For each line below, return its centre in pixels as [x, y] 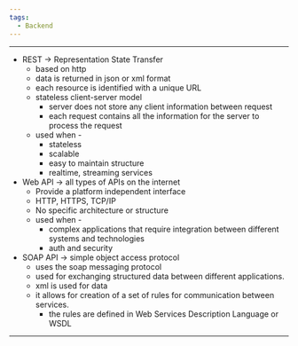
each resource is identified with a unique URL [118, 87]
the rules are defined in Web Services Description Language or [164, 314]
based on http [61, 68]
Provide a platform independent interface [110, 191]
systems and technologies [96, 238]
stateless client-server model [89, 97]
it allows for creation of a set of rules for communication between [155, 295]
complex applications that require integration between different [164, 229]
